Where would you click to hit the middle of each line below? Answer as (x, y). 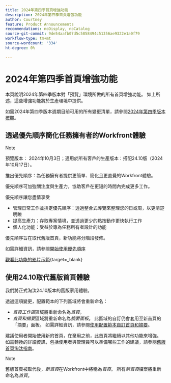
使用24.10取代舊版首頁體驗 (48, 277)
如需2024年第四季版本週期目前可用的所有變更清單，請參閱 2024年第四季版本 (85, 111)
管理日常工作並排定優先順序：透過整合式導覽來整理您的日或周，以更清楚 (88, 208)
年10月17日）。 (20, 165)
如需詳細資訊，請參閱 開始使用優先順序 (45, 249)
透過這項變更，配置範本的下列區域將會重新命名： (56, 302)
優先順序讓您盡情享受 (27, 197)
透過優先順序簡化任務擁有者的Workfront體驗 (76, 135)
